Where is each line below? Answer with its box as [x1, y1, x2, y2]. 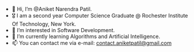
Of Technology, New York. [11, 20, 77, 27]
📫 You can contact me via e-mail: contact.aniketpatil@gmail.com [11, 40, 172, 46]
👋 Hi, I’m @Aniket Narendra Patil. [11, 6, 92, 12]
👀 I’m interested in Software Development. [11, 27, 115, 33]
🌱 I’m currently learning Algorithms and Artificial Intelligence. [11, 33, 161, 40]
